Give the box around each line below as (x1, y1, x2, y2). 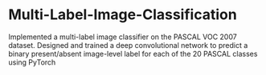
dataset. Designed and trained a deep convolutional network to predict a (8, 40, 248, 49)
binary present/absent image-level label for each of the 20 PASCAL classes (8, 49, 258, 58)
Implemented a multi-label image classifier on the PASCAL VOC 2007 (8, 32, 237, 41)
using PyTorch (8, 57, 56, 67)
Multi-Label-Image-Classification (8, 6, 237, 24)
